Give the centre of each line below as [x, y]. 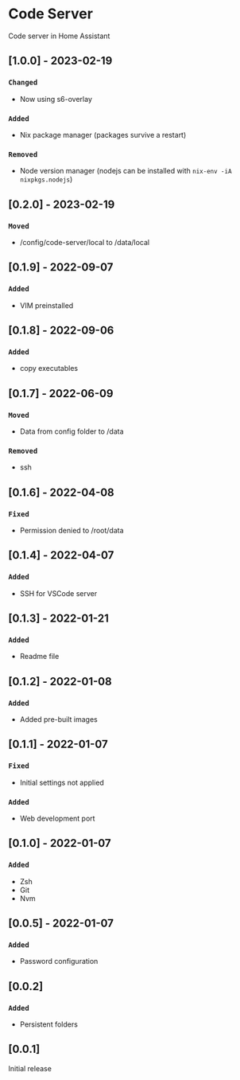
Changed [23, 83]
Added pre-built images [58, 719]
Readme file [39, 657]
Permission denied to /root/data [72, 530]
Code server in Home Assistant [59, 36]
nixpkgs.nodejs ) [46, 179]
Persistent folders [48, 1024]
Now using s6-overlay [56, 99]
